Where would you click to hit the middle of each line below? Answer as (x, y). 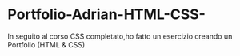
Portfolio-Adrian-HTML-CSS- (106, 15)
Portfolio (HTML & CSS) (46, 44)
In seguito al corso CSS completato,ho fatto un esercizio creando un (120, 36)
